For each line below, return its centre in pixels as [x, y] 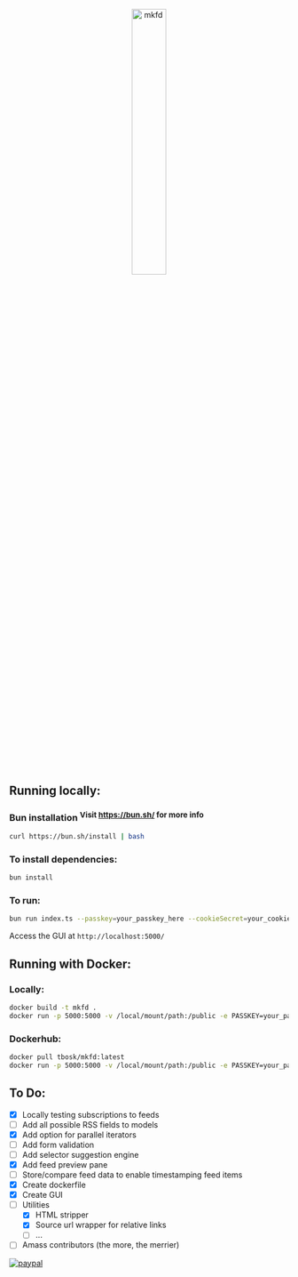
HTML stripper [62, 1215]
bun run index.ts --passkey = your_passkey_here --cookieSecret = [129, 919]
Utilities [36, 1205]
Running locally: [55, 791]
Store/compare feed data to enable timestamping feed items [132, 1175]
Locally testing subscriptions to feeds [90, 1114]
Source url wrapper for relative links [101, 1225]
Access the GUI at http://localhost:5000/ [87, 936]
